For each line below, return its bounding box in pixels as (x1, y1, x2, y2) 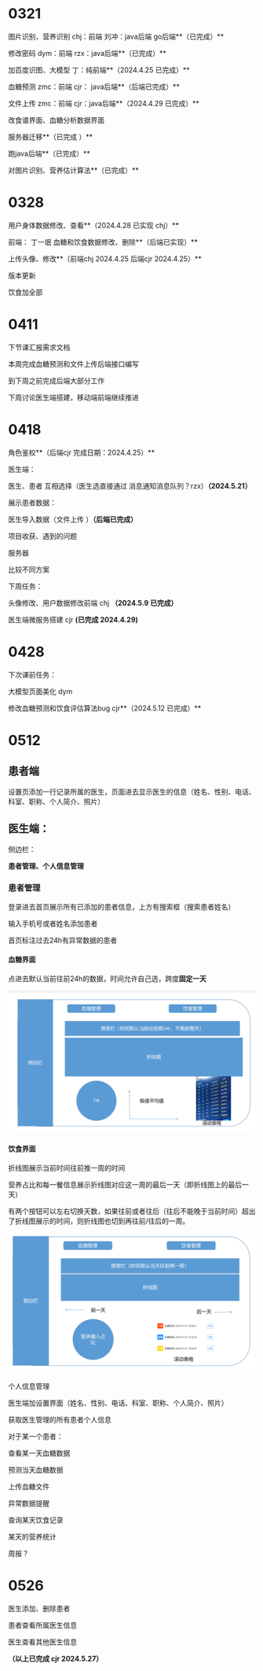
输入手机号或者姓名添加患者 (8, 918, 98, 928)
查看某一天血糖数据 (8, 1448, 71, 1458)
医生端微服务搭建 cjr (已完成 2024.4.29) (8, 614, 139, 624)
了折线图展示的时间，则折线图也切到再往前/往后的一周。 (8, 1216, 190, 1226)
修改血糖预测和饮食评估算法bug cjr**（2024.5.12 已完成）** (8, 703, 202, 713)
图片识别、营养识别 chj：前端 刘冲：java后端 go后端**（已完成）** (8, 31, 225, 41)
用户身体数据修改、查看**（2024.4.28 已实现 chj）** (8, 220, 179, 230)
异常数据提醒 (8, 1499, 49, 1508)
